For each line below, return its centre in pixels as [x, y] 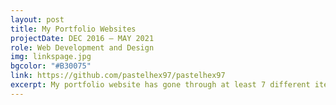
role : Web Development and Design [82, 47]
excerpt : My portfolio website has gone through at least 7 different [160, 85]
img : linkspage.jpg [51, 57]
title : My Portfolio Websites [73, 29]
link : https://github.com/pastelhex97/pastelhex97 [118, 76]
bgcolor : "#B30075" [51, 66]
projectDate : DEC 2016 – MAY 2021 [82, 38]
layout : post [37, 19]
